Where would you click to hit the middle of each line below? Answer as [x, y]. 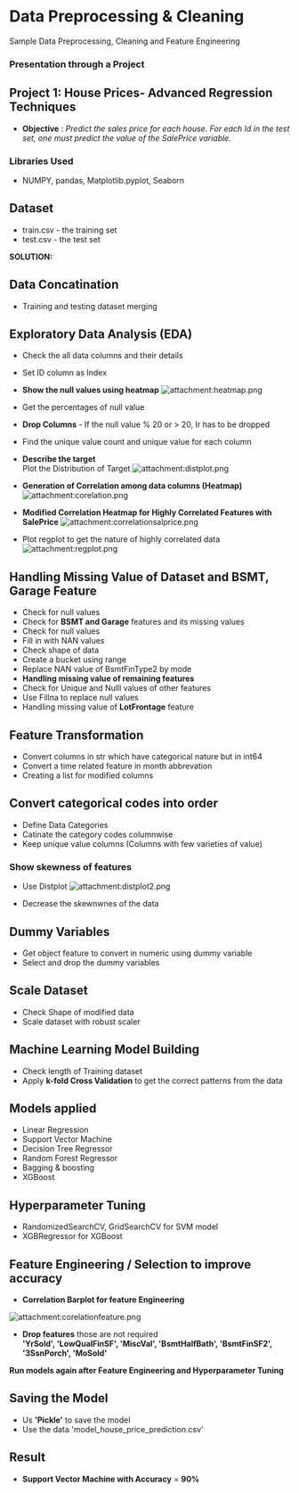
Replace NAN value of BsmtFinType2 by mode [107, 669]
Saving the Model [59, 1398]
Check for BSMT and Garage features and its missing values [133, 622]
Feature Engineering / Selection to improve [130, 1264]
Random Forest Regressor [70, 1158]
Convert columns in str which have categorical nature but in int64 [142, 757]
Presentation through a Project [77, 64]
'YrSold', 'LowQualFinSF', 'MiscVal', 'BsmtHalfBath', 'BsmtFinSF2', [147, 1344]
